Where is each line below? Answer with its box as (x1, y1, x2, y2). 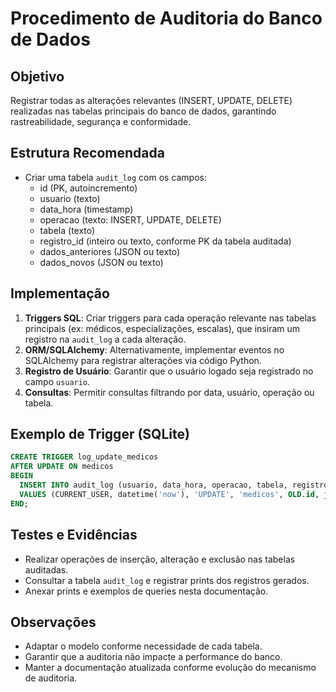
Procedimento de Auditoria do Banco (10, 7, 323, 30)
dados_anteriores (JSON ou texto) (39, 245, 181, 257)
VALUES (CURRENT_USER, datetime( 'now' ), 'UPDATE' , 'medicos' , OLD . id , (19, 489, 320, 499)
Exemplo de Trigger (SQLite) (10, 426, 190, 443)
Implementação (10, 285, 110, 302)
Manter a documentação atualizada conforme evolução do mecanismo (24, 662, 317, 674)
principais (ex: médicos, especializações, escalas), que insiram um (24, 322, 301, 334)
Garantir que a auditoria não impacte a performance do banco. (24, 651, 283, 663)
